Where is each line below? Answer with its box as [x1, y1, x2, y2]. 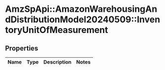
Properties [5, 44, 38, 52]
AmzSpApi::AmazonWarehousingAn [5, 3, 158, 15]
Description [43, 59, 71, 65]
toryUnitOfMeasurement [5, 25, 108, 35]
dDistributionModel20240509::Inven [5, 14, 161, 25]
